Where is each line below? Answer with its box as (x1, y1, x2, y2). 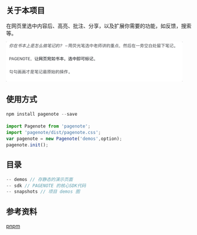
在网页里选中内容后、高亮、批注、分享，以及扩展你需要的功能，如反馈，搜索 (6, 22, 192, 29)
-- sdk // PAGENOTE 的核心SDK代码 (6, 183, 86, 189)
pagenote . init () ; (6, 142, 49, 148)
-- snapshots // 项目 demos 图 (6, 189, 81, 195)
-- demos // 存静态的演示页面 (6, 176, 74, 182)
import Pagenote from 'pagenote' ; (6, 123, 91, 129)
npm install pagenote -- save (6, 111, 78, 117)
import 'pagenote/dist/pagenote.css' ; (6, 130, 101, 136)
